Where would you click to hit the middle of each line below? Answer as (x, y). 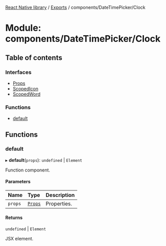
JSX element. (19, 239)
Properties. (59, 204)
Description (60, 195)
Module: (23, 28)
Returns (14, 217)
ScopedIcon (25, 88)
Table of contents (34, 57)
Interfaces (18, 72)
